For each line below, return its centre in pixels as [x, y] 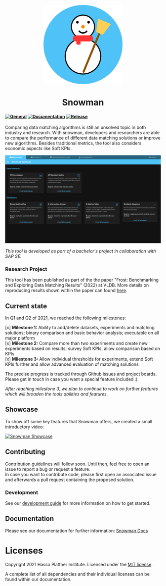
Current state [26, 306]
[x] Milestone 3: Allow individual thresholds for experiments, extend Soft [79, 359]
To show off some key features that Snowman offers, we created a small [79, 421]
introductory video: [25, 427]
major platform [20, 338]
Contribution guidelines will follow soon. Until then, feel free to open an [77, 464]
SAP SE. [13, 256]
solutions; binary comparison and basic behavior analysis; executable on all [82, 333]
